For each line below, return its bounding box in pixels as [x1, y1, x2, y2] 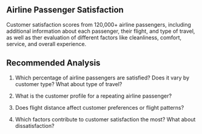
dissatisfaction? [15, 122, 55, 129]
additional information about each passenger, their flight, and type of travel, [6, 27, 195, 35]
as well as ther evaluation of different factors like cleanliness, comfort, [6, 33, 182, 41]
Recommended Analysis [6, 58, 101, 69]
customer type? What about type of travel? [15, 80, 123, 87]
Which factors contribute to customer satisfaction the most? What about [15, 115, 196, 123]
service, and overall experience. [6, 40, 87, 47]
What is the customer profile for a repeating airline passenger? [15, 92, 172, 99]
